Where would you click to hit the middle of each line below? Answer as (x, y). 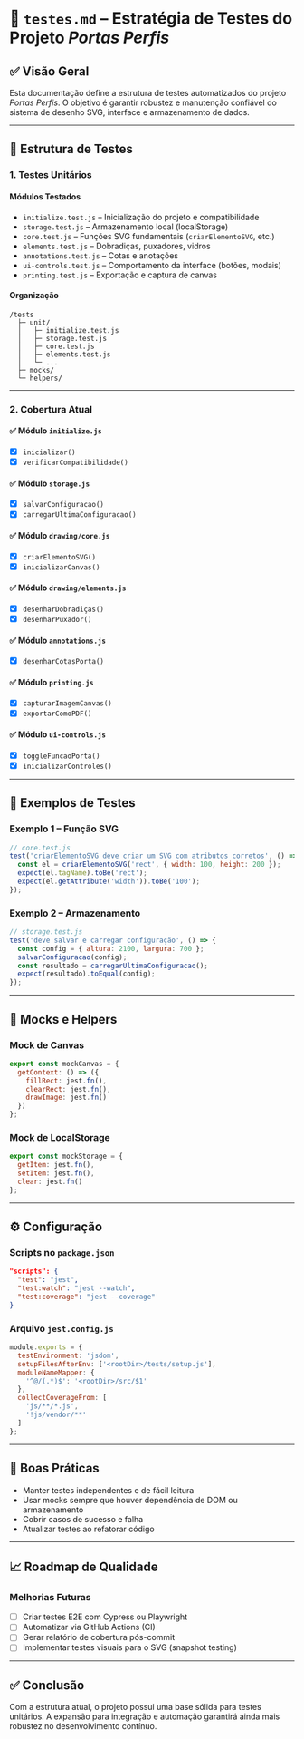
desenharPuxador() (57, 619)
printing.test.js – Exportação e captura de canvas (119, 275)
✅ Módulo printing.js (52, 682)
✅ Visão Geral (49, 71)
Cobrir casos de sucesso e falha (83, 1519)
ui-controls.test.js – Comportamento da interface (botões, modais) (152, 265)
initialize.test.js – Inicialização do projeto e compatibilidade (141, 217)
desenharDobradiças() (63, 609)
